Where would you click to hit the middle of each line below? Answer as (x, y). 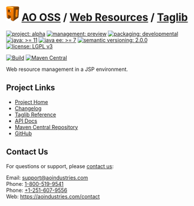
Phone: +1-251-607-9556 (37, 190)
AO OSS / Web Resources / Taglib (105, 17)
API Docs (26, 120)
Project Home (31, 102)
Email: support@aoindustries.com (47, 178)
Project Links (31, 88)
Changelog (28, 108)
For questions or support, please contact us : (60, 166)
